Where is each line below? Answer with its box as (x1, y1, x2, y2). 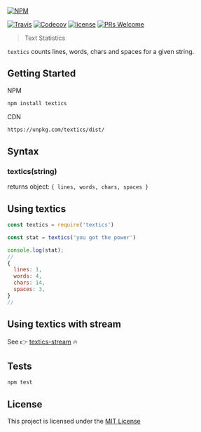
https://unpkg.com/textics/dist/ (7, 126, 105, 133)
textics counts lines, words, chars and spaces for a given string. (7, 48, 195, 55)
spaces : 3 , (13, 286, 46, 293)
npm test (7, 379, 33, 386)
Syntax (7, 145, 39, 157)
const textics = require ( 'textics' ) (7, 222, 114, 229)
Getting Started (7, 67, 76, 80)
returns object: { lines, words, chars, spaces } (7, 182, 149, 191)
